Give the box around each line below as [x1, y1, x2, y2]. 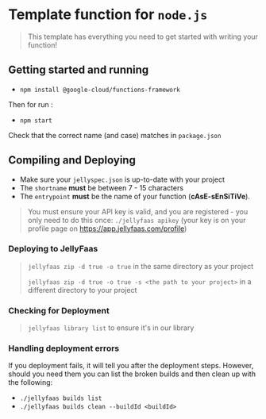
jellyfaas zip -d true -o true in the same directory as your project [27, 261, 254, 271]
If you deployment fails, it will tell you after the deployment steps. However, [8, 361, 254, 371]
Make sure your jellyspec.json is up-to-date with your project [19, 175, 225, 184]
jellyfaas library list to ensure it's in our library [27, 323, 195, 333]
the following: [8, 378, 53, 387]
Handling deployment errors [8, 343, 120, 354]
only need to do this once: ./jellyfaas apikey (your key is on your [27, 215, 246, 225]
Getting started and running [8, 63, 149, 77]
